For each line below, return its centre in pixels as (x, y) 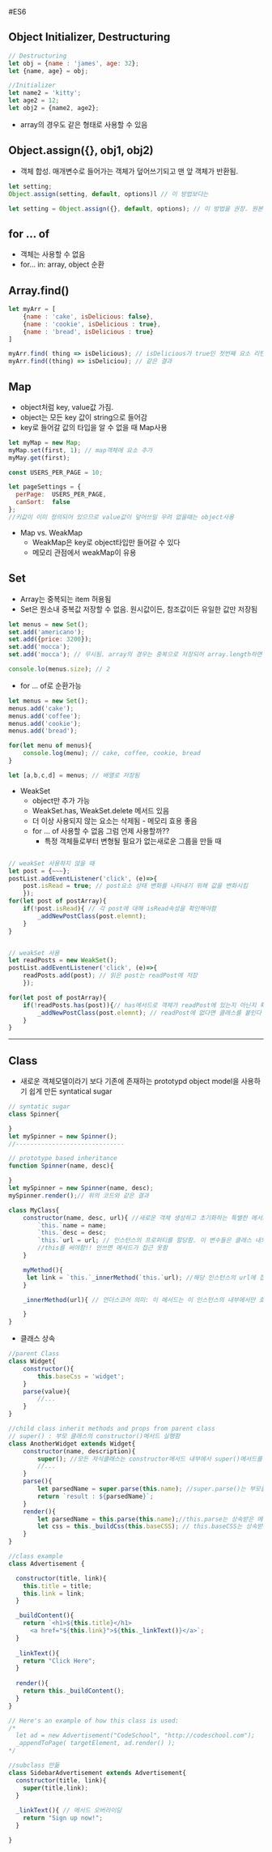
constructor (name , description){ (79, 1451)
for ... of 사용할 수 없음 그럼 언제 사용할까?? (101, 830)
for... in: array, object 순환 (62, 265)
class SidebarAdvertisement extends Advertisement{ (97, 1773)
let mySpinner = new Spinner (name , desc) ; (81, 1188)
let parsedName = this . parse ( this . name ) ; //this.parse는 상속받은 (146, 1519)
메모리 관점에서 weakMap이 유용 (84, 552)
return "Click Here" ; (59, 1661)
